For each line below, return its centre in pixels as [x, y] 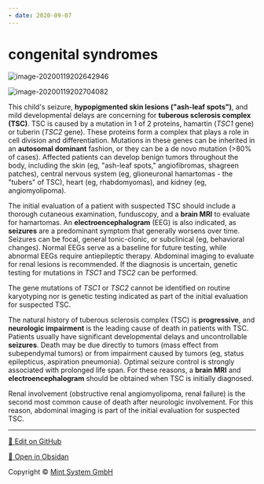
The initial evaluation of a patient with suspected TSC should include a [122, 205]
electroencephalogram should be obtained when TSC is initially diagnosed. [131, 378]
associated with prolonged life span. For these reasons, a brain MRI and [125, 370]
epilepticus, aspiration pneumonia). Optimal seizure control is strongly [121, 361]
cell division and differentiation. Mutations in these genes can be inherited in [132, 140]
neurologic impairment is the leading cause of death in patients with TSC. [128, 328]
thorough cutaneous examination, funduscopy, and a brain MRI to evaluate [129, 214]
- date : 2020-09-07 [40, 15]
